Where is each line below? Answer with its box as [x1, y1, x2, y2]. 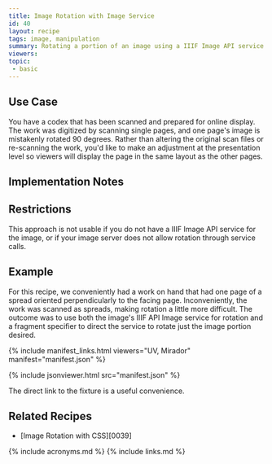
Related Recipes [8, 409, 92, 423]
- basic [11, 65, 38, 73]
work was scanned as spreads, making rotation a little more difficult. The [8, 304, 252, 313]
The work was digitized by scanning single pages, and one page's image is [8, 125, 261, 135]
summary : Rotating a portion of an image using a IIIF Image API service [8, 42, 265, 50]
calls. [8, 241, 27, 251]
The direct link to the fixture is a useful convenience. [8, 386, 185, 396]
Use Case [8, 95, 59, 109]
